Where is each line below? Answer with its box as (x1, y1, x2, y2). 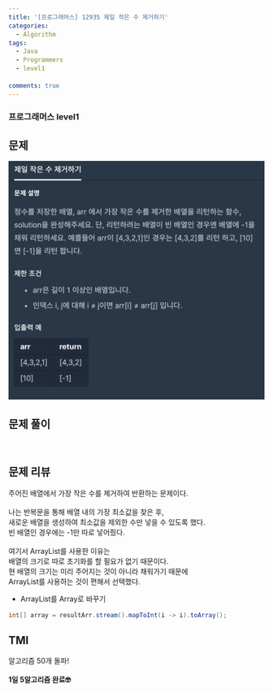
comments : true (8, 81, 60, 89)
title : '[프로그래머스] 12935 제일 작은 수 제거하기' (8, 13, 169, 21)
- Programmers (15, 56, 63, 64)
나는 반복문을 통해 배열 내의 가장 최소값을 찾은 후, (8, 507, 165, 517)
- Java (15, 47, 38, 56)
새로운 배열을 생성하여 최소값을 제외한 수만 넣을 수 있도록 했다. (8, 517, 206, 527)
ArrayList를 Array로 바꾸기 (19, 594, 106, 603)
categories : (8, 21, 49, 30)
